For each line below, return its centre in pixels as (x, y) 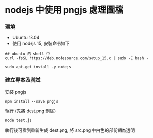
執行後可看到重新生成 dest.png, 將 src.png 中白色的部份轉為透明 (70, 130)
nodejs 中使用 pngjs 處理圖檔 (64, 10)
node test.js (18, 120)
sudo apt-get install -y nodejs (38, 67)
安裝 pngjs (16, 92)
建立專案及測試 (23, 80)
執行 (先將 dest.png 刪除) (31, 111)
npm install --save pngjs (31, 101)
